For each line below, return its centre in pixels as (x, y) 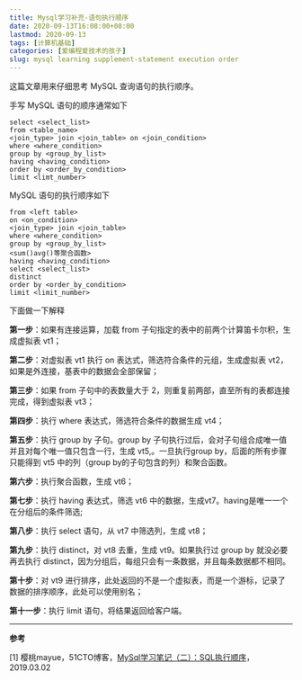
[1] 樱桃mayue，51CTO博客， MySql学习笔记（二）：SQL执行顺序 (128, 657)
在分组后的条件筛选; (46, 512)
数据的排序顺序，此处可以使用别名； (76, 591)
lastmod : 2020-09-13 (48, 34)
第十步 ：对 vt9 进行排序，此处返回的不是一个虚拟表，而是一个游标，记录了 (147, 580)
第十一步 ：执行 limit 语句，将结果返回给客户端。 (98, 611)
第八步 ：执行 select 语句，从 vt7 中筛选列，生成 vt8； (109, 531)
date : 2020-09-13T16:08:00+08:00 (72, 26)
